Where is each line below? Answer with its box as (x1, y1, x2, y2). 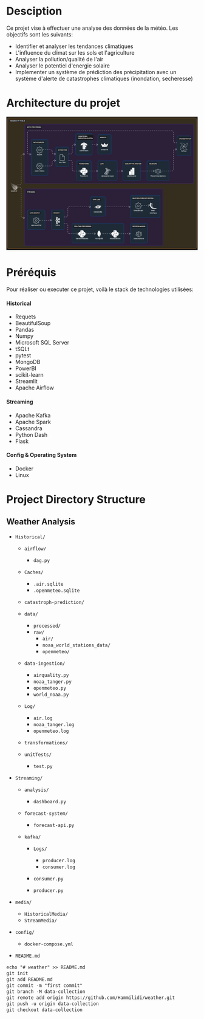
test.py (33, 763, 53, 769)
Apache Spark (15, 418, 52, 425)
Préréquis (6, 266, 56, 280)
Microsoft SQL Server (15, 339, 70, 346)
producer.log (42, 857, 76, 863)
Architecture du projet (6, 96, 120, 110)
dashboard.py (33, 798, 67, 805)
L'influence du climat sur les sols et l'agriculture (15, 49, 135, 56)
